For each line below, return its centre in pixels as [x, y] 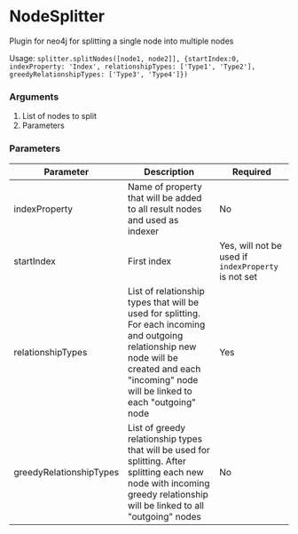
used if [233, 257]
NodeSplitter [57, 16]
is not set [238, 276]
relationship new [162, 347]
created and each [164, 369]
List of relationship [166, 291]
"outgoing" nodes [165, 516]
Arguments [34, 97]
